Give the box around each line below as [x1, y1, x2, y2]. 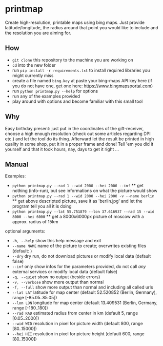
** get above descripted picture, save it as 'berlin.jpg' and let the [12, 198, 143, 204]
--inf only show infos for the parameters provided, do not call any [12, 264, 146, 269]
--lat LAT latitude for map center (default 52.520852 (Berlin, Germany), [12, 289, 157, 295]
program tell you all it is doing [12, 203, 72, 209]
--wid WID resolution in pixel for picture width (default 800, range [12, 321, 143, 327]
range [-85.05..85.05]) [12, 295, 57, 301]
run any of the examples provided [12, 93, 81, 99]
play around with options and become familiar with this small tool [12, 98, 143, 104]
